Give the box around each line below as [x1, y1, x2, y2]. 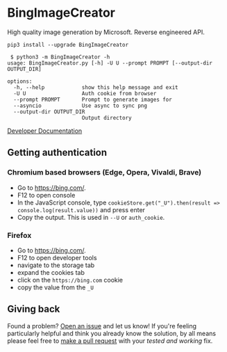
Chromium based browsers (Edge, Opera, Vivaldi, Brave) [7, 168, 202, 177]
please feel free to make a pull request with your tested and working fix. [7, 336, 213, 345]
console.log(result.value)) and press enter [17, 205, 146, 214]
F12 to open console [17, 191, 76, 199]
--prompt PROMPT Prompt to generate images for [13, 96, 172, 103]
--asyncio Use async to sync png [13, 102, 148, 109]
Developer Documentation [7, 127, 83, 135]
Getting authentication [7, 147, 108, 159]
